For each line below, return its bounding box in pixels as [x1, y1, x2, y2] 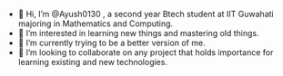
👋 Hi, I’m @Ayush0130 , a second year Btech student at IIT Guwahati [17, 9, 275, 19]
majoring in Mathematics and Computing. [17, 18, 174, 29]
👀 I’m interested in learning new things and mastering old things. [17, 28, 259, 38]
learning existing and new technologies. [17, 57, 168, 67]
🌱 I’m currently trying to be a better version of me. [17, 37, 207, 48]
